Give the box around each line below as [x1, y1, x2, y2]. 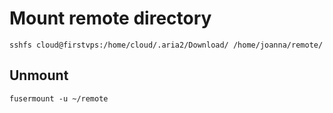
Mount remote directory [9, 7, 212, 30]
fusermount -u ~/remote [9, 93, 109, 104]
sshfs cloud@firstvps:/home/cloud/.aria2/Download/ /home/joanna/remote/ [9, 40, 324, 50]
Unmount [9, 67, 69, 84]
